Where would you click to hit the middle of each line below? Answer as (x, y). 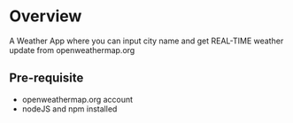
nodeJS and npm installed (69, 109)
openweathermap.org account (77, 99)
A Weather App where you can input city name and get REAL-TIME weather (146, 41)
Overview (46, 16)
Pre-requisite (46, 78)
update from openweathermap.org (72, 50)
